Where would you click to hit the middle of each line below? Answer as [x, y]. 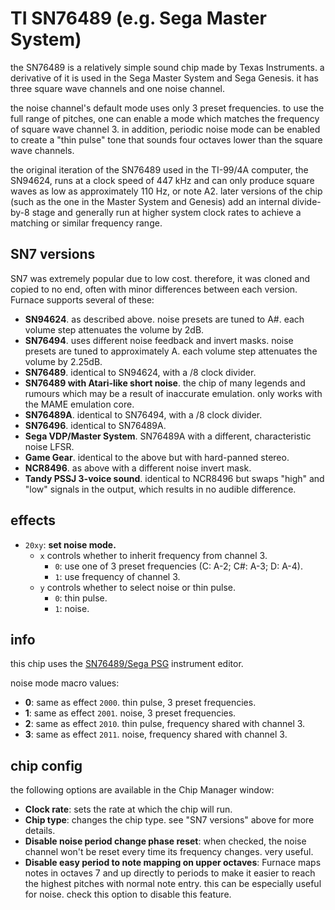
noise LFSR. [49, 446]
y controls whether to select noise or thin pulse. [138, 587]
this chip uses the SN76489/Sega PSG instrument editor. [127, 664]
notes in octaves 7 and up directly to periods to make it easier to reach [170, 873]
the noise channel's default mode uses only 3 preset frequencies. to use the [167, 108]
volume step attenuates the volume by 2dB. [114, 329]
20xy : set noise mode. [70, 544]
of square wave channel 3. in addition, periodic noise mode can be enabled [165, 129]
